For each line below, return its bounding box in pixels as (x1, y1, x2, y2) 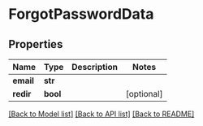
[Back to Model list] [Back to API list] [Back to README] (8, 109, 195, 119)
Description (71, 62, 118, 72)
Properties (8, 37, 63, 51)
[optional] (125, 89, 163, 99)
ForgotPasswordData (8, 5, 154, 24)
